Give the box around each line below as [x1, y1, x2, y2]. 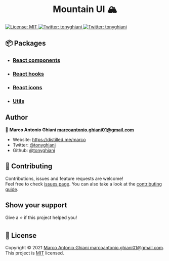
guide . [5, 186, 19, 192]
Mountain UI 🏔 [53, 4, 117, 15]
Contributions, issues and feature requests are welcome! [5, 175, 123, 181]
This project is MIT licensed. [5, 250, 64, 256]
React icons [12, 84, 43, 91]
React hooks [12, 70, 45, 78]
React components [12, 57, 61, 64]
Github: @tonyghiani [12, 147, 56, 153]
